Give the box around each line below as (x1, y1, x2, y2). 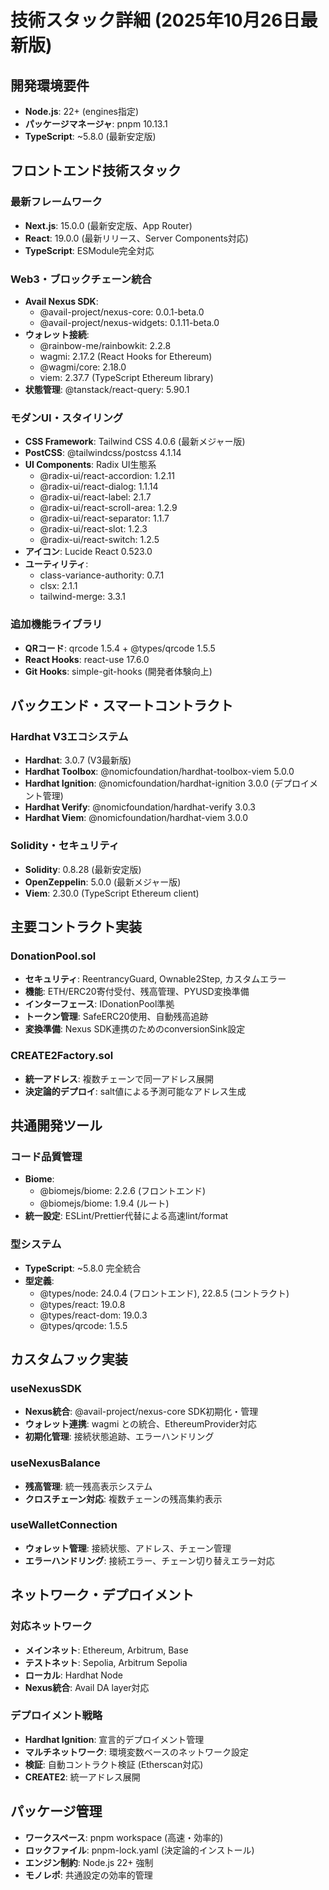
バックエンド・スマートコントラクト (10, 697, 234, 714)
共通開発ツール (10, 1117, 103, 1134)
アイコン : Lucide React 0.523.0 (24, 546, 153, 558)
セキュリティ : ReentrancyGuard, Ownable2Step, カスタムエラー (24, 973, 287, 985)
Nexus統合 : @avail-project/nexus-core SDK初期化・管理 (24, 1406, 259, 1418)
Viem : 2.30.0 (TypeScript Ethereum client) (24, 887, 200, 899)
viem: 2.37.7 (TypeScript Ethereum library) (39, 371, 214, 383)
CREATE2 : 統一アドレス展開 (24, 1771, 141, 1783)
